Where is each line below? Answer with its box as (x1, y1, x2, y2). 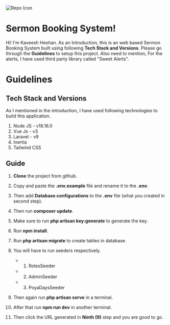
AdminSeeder (28, 273, 58, 280)
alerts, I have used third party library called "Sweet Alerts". (6, 56, 129, 62)
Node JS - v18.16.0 (13, 122, 53, 129)
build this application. (6, 113, 51, 119)
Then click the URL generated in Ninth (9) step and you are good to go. (13, 314, 164, 320)
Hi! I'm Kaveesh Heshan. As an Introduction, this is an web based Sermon (6, 39, 160, 45)
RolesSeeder (28, 263, 56, 269)
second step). (13, 198, 43, 204)
